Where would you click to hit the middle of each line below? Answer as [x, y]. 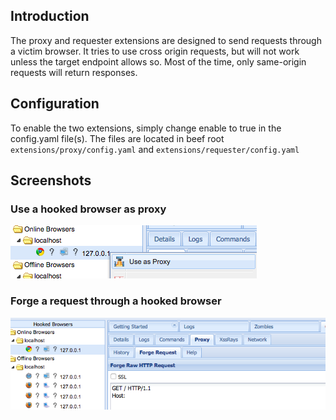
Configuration [55, 104]
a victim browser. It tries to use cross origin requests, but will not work [155, 51]
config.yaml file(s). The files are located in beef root [117, 138]
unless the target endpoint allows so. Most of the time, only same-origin [158, 61]
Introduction [50, 16]
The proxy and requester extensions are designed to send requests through [166, 40]
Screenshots [51, 180]
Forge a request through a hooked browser [116, 301]
